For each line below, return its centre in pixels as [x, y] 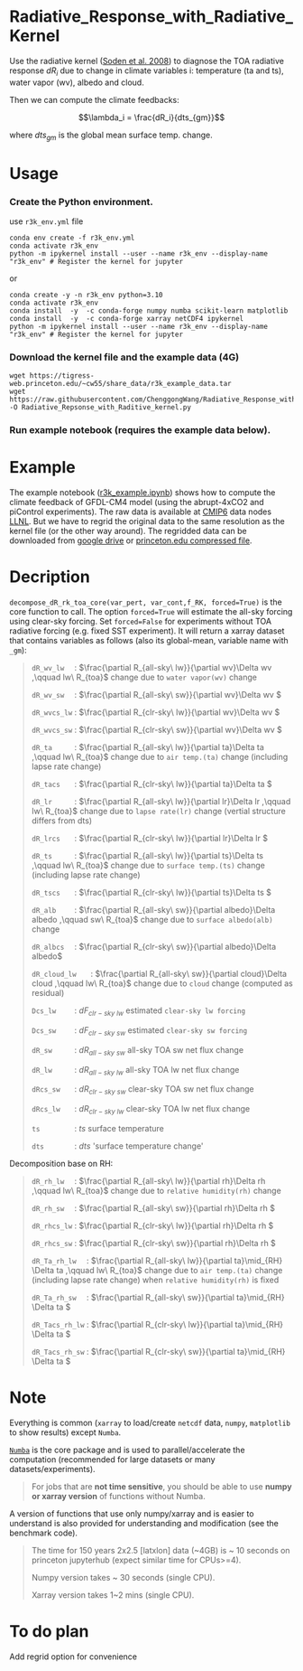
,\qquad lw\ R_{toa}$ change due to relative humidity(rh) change [156, 1190]
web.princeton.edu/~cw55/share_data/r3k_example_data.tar [120, 384]
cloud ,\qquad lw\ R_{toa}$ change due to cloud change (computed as [162, 983]
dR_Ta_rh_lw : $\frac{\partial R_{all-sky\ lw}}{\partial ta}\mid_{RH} [157, 1260]
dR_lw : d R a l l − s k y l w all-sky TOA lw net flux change [135, 1070]
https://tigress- [62, 376]
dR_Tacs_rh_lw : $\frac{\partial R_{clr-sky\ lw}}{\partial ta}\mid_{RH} [157, 1324]
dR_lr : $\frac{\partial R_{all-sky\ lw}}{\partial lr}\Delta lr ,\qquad [161, 802]
